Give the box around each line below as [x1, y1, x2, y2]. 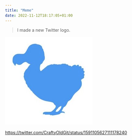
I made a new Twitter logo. [17, 27, 71, 33]
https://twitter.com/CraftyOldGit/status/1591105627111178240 [5, 129, 128, 135]
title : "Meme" [5, 8, 34, 13]
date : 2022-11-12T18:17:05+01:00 [5, 13, 73, 18]
